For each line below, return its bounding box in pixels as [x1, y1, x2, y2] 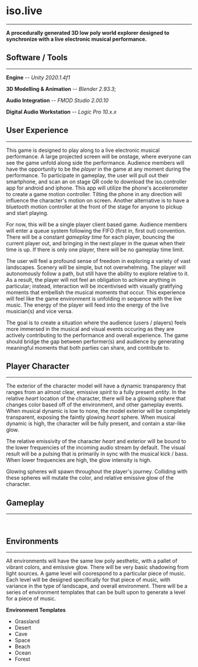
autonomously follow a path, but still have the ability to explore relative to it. [6, 270, 189, 277]
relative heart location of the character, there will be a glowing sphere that [6, 395, 186, 402]
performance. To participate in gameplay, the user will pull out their [6, 171, 169, 178]
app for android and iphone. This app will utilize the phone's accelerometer [6, 184, 189, 191]
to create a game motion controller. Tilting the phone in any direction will [6, 190, 182, 197]
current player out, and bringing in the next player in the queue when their [6, 239, 186, 246]
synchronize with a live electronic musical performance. [6, 35, 147, 43]
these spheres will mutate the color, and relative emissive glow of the [6, 474, 174, 481]
